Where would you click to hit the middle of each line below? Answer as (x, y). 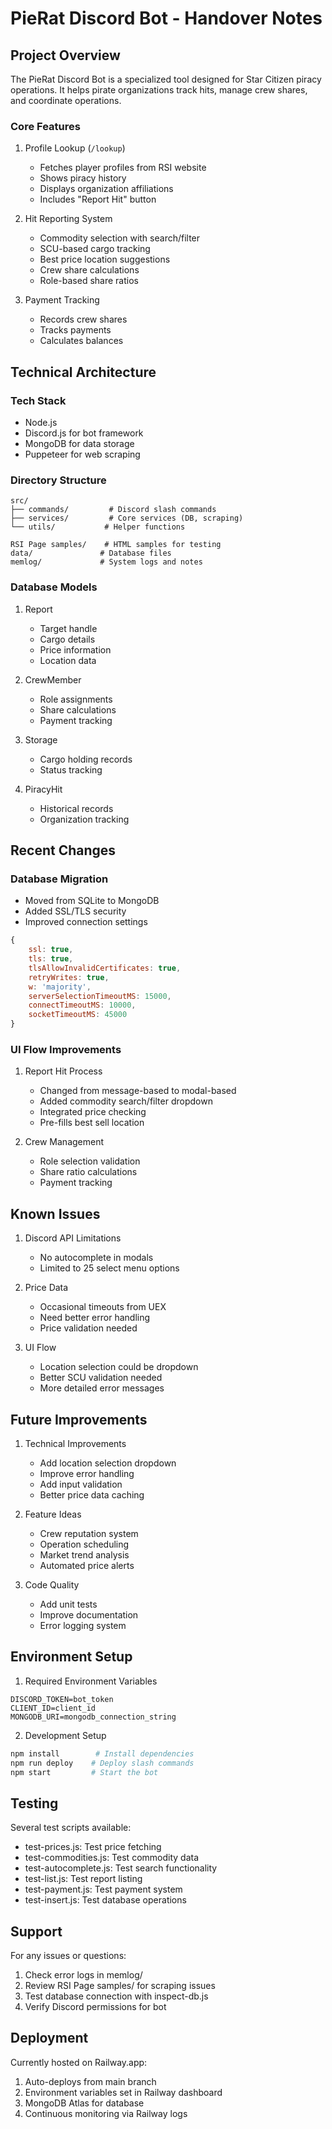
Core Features (45, 126)
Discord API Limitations (73, 1238)
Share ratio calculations (88, 1172)
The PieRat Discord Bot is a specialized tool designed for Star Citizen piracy (166, 79)
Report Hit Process (63, 1071)
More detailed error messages (102, 1388)
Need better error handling (95, 1318)
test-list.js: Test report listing (83, 1879)
